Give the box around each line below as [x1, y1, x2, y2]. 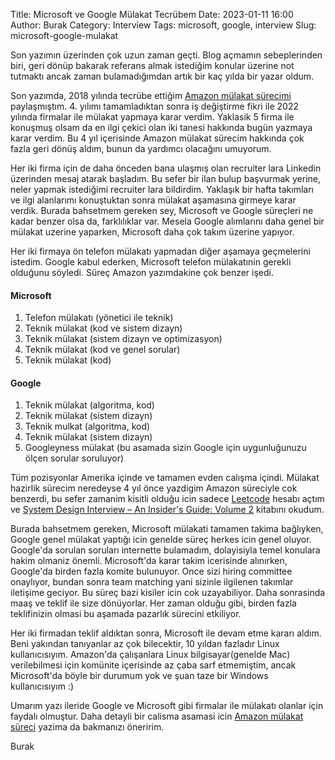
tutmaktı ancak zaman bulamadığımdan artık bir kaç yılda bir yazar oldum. [10, 70, 315, 82]
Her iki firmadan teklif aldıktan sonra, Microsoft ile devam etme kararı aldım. [10, 627, 322, 639]
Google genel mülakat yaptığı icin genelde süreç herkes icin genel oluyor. [10, 534, 312, 546]
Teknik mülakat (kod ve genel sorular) [24, 344, 181, 356]
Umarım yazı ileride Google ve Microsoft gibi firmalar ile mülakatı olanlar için [10, 700, 324, 712]
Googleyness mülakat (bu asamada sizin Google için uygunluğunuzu [24, 442, 307, 454]
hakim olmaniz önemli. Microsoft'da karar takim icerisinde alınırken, [10, 555, 288, 567]
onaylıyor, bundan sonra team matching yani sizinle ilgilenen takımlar [10, 576, 294, 588]
